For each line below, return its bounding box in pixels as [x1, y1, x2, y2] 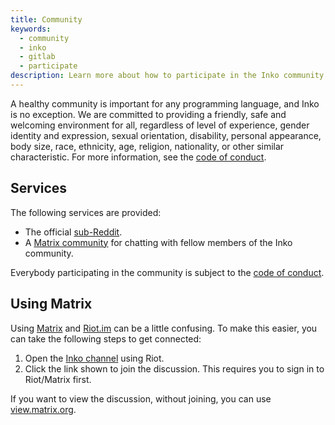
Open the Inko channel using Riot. [24, 352, 165, 364]
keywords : [10, 24, 52, 34]
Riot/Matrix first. [24, 373, 92, 385]
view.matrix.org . [10, 403, 77, 415]
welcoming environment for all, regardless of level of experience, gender [10, 119, 310, 131]
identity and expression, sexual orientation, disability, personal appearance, [10, 129, 322, 141]
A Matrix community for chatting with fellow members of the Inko [24, 236, 293, 248]
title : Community [10, 14, 83, 25]
